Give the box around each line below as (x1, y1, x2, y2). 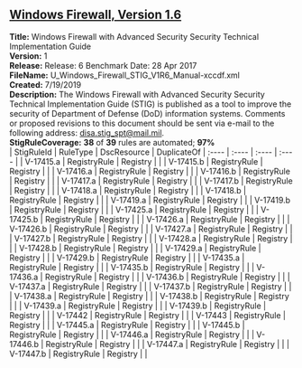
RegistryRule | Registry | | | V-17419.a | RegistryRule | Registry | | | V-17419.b (9, 194, 291, 205)
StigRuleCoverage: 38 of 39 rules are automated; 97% (9, 137, 215, 147)
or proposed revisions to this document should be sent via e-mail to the (9, 118, 275, 128)
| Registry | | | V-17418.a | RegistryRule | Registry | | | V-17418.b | (9, 184, 246, 195)
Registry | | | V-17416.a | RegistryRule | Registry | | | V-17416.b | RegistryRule (9, 165, 291, 176)
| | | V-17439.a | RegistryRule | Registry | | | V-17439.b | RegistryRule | (9, 300, 267, 311)
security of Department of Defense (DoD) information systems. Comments (9, 108, 286, 118)
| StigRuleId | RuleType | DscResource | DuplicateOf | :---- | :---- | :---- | (9, 146, 278, 157)
